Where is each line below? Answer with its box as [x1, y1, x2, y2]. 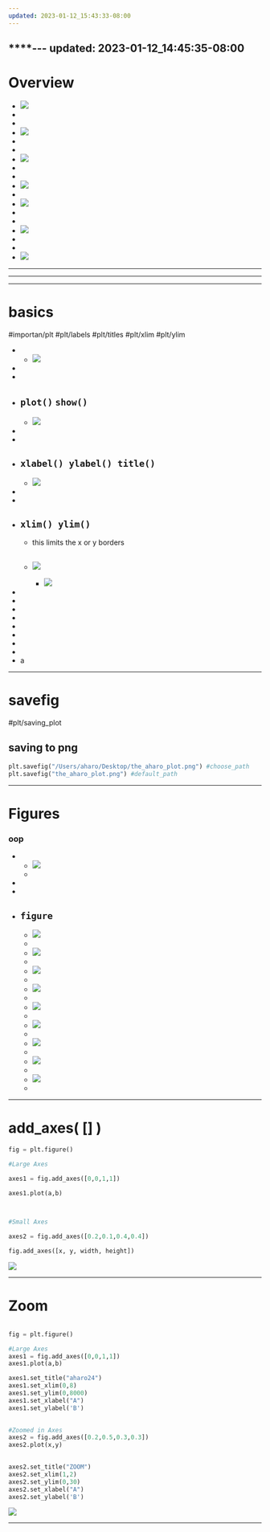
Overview [8, 74, 75, 92]
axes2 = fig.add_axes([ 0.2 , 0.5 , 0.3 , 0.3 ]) [8, 1433, 149, 1442]
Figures [8, 804, 60, 823]
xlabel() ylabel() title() [19, 458, 156, 470]
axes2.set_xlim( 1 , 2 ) [8, 1470, 78, 1478]
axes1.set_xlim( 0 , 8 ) [8, 1382, 78, 1390]
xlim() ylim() [19, 518, 91, 530]
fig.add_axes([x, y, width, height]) [8, 1247, 135, 1255]
